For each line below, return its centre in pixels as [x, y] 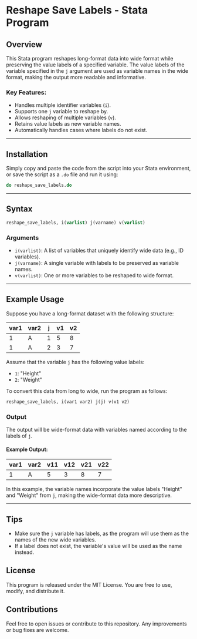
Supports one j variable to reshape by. [61, 112]
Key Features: [26, 92]
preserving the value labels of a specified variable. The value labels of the [95, 65]
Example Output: [27, 449]
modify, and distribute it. [35, 591]
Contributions [32, 609]
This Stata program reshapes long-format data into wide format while [90, 58]
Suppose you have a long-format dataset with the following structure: [90, 313]
